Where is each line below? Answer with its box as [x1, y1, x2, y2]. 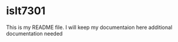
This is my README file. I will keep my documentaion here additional [6, 24, 173, 31]
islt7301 [6, 4, 46, 18]
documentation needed [6, 30, 63, 37]
